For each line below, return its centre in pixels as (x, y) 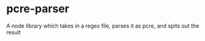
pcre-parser (38, 9)
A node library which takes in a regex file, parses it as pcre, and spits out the (103, 26)
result (14, 32)
